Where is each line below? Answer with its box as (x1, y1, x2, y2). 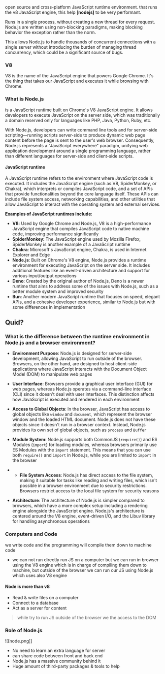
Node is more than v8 (5, 583, 50, 590)
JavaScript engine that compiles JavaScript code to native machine (12, 225, 149, 231)
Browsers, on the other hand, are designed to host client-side (12, 361, 137, 367)
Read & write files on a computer (12, 594, 79, 600)
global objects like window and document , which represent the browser (12, 411, 153, 417)
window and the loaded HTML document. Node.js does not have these (12, 417, 156, 422)
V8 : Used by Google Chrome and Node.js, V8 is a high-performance (12, 220, 151, 226)
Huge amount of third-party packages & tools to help (12, 663, 120, 669)
